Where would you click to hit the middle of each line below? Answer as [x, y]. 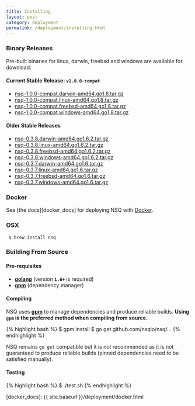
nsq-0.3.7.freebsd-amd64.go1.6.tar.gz [60, 176]
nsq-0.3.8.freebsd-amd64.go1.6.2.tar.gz [62, 151]
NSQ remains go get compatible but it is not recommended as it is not [90, 346]
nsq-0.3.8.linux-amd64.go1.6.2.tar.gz [59, 144]
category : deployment [32, 22]
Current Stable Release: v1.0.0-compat [53, 81]
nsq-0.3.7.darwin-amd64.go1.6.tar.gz [59, 163]
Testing [15, 373]
